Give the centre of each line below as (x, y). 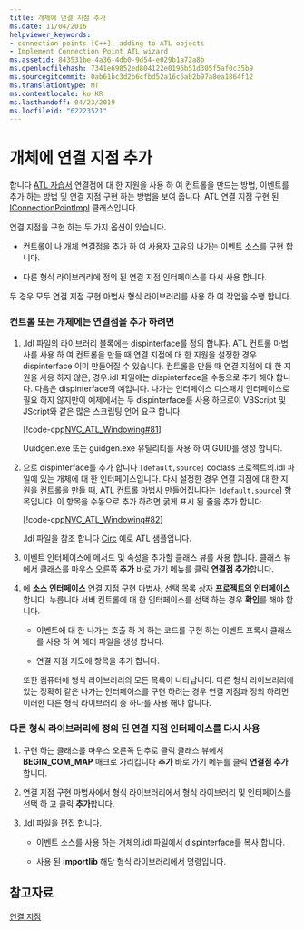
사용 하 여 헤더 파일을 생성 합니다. (105, 641)
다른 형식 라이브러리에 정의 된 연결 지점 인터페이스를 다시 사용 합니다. (145, 277)
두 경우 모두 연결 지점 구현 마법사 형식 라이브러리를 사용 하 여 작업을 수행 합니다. (151, 297)
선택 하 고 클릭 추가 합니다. (69, 803)
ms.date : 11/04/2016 (49, 26)
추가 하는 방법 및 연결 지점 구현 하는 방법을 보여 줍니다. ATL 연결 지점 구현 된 (144, 197)
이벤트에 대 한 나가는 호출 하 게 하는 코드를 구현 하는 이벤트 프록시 (152, 631)
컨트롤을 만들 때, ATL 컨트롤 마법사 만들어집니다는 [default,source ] (161, 490)
